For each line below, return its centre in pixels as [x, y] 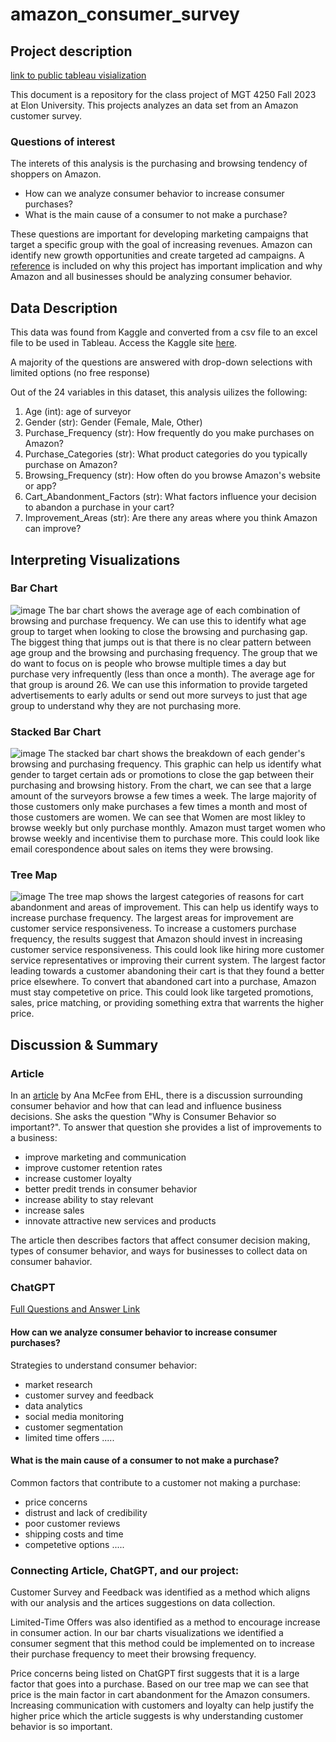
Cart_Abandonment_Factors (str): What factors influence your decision [170, 497]
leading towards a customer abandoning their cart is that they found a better [167, 971]
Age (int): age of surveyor [78, 412]
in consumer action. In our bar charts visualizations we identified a [147, 1633]
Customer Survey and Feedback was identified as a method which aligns [160, 1592]
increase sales [54, 1210]
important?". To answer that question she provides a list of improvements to [166, 1127]
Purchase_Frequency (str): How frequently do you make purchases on [169, 433]
